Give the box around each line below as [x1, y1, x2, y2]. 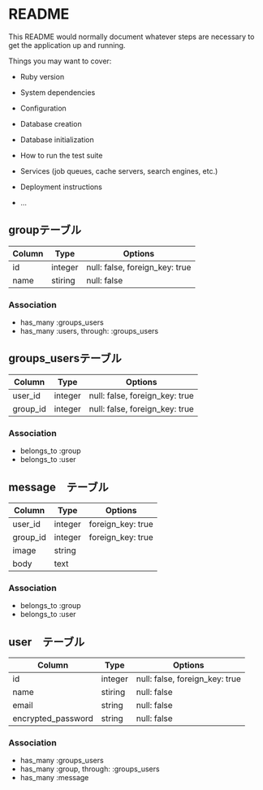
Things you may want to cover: [8, 56, 112, 66]
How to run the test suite [19, 150, 103, 160]
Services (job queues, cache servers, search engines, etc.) [19, 166, 218, 175]
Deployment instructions [19, 182, 103, 192]
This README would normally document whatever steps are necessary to [8, 32, 255, 41]
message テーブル [8, 480, 109, 494]
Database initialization [19, 135, 95, 145]
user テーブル [8, 635, 85, 649]
